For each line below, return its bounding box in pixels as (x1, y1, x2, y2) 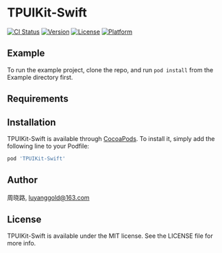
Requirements (7, 93, 69, 104)
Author (7, 174, 38, 186)
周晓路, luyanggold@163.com (7, 193, 90, 201)
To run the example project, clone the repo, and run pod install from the (7, 65, 214, 74)
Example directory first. (7, 73, 73, 81)
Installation (7, 116, 56, 128)
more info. (7, 239, 36, 247)
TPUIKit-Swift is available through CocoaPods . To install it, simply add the (7, 134, 215, 142)
